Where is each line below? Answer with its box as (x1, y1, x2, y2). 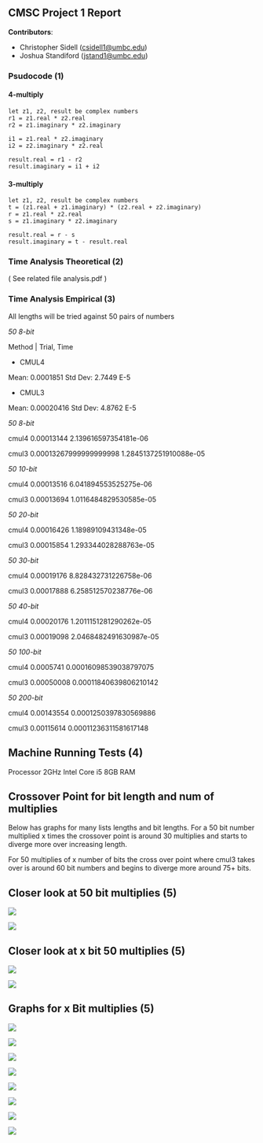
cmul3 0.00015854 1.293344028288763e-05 (8, 540, 155, 549)
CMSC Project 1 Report (8, 6, 122, 20)
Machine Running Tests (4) (8, 746, 144, 760)
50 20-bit (8, 509, 39, 519)
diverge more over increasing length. (8, 840, 128, 849)
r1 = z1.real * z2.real (8, 114, 86, 122)
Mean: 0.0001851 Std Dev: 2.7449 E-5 (8, 372, 131, 382)
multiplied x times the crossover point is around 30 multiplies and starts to (8, 831, 247, 841)
